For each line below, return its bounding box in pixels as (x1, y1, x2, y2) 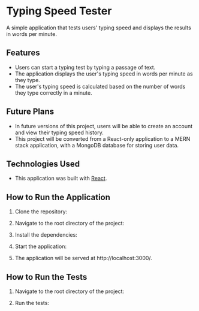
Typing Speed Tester (6, 4, 112, 18)
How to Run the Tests (6, 271, 88, 282)
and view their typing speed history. (14, 129, 104, 136)
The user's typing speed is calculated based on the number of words (14, 83, 186, 90)
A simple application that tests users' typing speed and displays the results (6, 24, 192, 31)
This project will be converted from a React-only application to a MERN (14, 135, 191, 142)
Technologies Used (6, 159, 80, 169)
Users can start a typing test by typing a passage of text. (14, 64, 156, 71)
